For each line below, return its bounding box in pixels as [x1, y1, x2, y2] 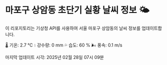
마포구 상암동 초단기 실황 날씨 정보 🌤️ [5, 4, 149, 16]
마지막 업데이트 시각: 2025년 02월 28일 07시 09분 [5, 54, 104, 60]
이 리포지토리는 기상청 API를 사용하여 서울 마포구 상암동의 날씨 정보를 [5, 25, 141, 31]
